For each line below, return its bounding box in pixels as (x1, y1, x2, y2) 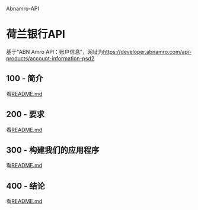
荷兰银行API (6, 28, 65, 41)
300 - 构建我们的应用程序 (6, 145, 100, 155)
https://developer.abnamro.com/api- (103, 48, 192, 55)
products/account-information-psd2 (6, 54, 95, 62)
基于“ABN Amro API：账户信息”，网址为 (6, 48, 104, 55)
